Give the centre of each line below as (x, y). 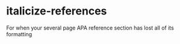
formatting (19, 34)
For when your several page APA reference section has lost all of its (90, 28)
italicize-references (57, 11)
